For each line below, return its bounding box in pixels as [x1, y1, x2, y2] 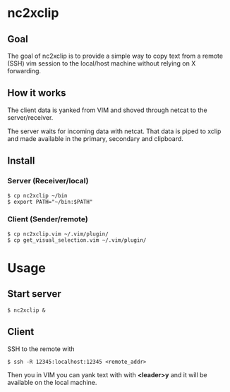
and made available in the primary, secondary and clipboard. [7, 134, 183, 142]
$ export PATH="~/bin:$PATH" [7, 198, 93, 205]
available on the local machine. [7, 378, 97, 386]
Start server [7, 288, 61, 300]
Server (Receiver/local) [7, 176, 89, 186]
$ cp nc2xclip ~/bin [7, 192, 68, 199]
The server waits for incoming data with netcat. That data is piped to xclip [7, 127, 222, 135]
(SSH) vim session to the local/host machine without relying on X [7, 59, 196, 68]
